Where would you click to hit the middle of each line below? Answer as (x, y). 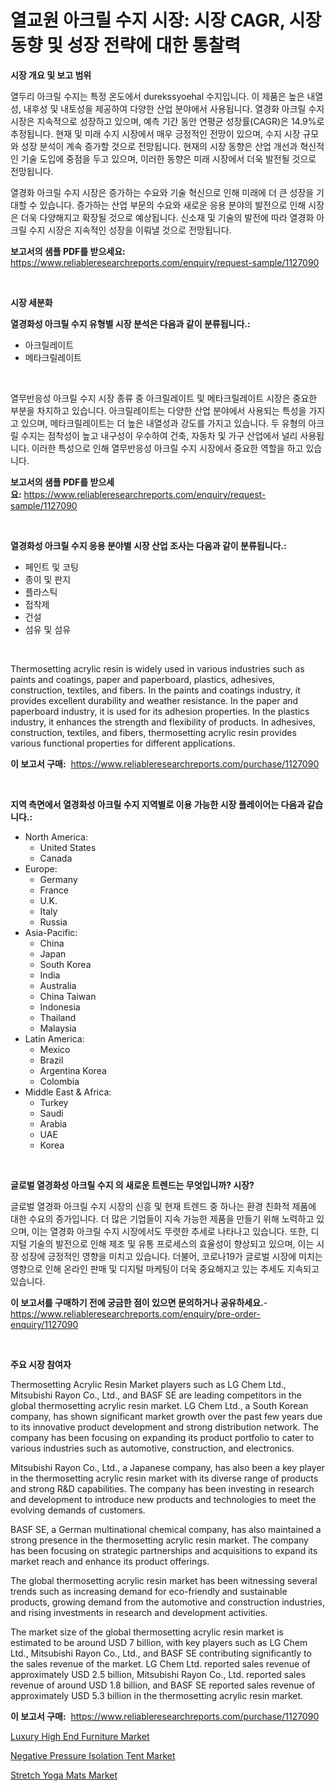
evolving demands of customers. (78, 1510)
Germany (58, 879)
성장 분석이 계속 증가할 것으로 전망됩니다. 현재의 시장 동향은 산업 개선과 (159, 146)
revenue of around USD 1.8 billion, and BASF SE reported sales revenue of (163, 1685)
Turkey (54, 1102)
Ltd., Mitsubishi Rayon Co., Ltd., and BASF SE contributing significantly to (161, 1653)
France (54, 890)
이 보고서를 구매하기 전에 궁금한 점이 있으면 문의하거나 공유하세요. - (139, 1302)
